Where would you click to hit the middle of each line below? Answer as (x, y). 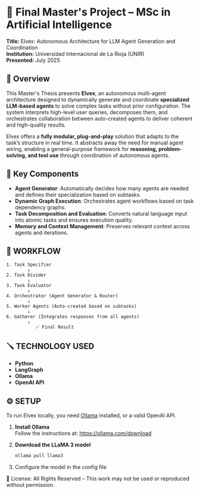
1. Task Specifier (29, 265)
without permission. (30, 484)
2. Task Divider (26, 275)
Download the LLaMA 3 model (53, 445)
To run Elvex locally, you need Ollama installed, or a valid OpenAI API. (91, 415)
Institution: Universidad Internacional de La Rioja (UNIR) (75, 54)
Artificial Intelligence (59, 25)
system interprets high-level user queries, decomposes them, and (87, 112)
